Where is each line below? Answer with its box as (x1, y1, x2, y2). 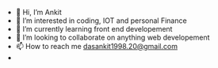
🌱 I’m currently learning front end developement (15, 25, 173, 33)
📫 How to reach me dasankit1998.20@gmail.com (15, 42, 178, 51)
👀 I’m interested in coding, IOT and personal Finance (15, 16, 188, 25)
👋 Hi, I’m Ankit (15, 8, 62, 17)
